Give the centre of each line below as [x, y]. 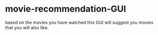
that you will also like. [27, 27]
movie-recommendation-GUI [66, 9]
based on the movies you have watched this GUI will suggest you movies [79, 22]
